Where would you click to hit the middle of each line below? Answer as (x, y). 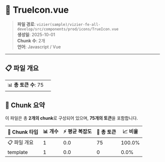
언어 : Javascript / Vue (39, 46)
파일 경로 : (26, 24)
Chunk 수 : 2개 (31, 41)
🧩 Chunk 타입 (23, 132)
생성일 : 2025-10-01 (36, 34)
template (18, 152)
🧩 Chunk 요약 (25, 105)
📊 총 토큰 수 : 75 (26, 85)
